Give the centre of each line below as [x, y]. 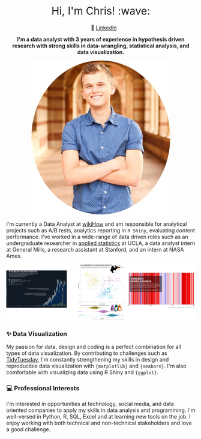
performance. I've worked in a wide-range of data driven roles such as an [97, 237]
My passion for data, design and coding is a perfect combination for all [94, 347]
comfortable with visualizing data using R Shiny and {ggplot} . [82, 372]
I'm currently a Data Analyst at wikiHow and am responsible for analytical [97, 224]
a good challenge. [28, 429]
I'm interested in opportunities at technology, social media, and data [90, 404]
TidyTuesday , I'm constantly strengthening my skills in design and [88, 360]
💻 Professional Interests [43, 389]
